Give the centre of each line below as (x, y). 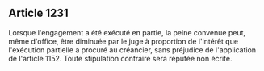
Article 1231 (38, 13)
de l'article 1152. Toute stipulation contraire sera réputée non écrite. (120, 58)
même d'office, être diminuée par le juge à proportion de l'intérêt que (124, 41)
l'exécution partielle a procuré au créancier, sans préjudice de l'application (132, 50)
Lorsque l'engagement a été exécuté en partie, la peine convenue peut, (127, 32)
